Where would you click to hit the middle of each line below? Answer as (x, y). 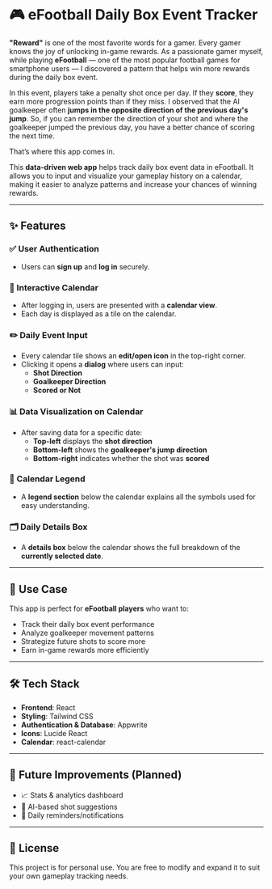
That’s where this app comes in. (62, 151)
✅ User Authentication (54, 249)
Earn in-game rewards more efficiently (85, 650)
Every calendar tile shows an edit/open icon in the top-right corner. (133, 356)
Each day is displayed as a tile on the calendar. (98, 313)
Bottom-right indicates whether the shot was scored (121, 458)
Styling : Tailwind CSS (57, 716)
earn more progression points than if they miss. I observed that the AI (125, 101)
